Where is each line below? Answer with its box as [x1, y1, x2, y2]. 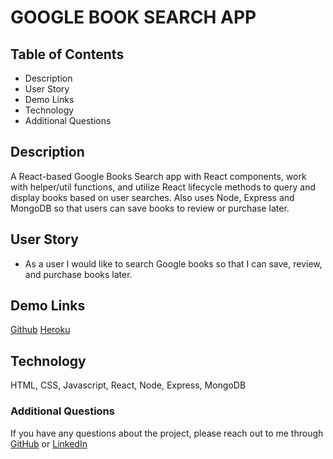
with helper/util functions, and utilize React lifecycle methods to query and [10, 181, 317, 193]
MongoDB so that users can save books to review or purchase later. [10, 202, 290, 214]
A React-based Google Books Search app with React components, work [10, 170, 307, 182]
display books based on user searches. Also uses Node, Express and [10, 191, 295, 203]
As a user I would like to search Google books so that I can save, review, [24, 257, 323, 270]
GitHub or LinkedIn [10, 437, 88, 450]
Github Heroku [10, 324, 71, 336]
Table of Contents [10, 46, 125, 63]
